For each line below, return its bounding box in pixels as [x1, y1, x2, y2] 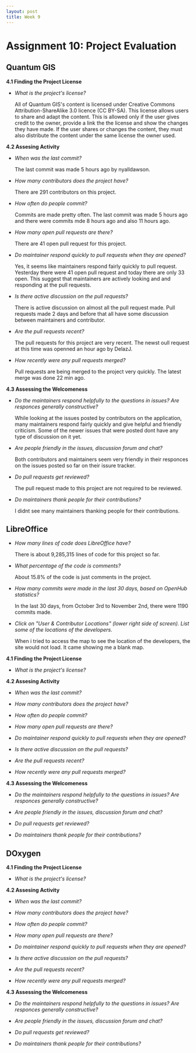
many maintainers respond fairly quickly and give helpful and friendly [14, 421, 182, 428]
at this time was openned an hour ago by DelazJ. [14, 345, 133, 352]
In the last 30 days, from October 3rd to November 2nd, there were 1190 [14, 603, 188, 610]
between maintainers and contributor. [14, 316, 105, 324]
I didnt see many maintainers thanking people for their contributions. [14, 507, 180, 514]
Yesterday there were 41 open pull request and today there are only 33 [14, 269, 185, 276]
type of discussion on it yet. [14, 433, 82, 440]
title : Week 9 [6, 14, 41, 20]
